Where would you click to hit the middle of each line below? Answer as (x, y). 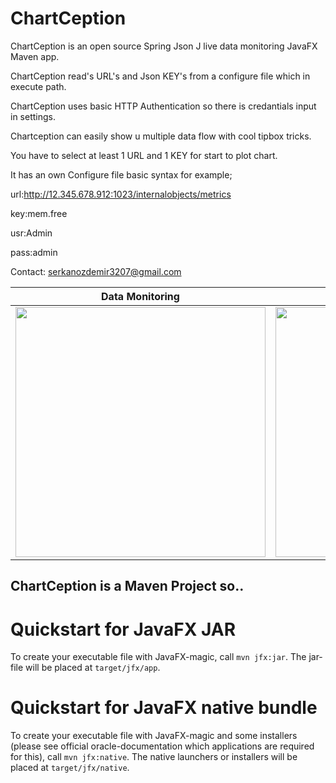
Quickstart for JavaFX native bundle (164, 708)
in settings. (33, 116)
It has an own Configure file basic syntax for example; (121, 174)
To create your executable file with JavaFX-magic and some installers (154, 736)
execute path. (38, 86)
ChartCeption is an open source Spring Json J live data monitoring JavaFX (164, 46)
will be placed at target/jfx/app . (93, 668)
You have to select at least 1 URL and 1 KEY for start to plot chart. (144, 155)
